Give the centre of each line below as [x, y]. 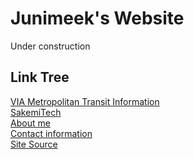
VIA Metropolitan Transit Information [85, 101]
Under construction [50, 46]
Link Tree [40, 77]
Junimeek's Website [97, 18]
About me [30, 123]
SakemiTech [36, 112]
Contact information [51, 133]
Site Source [34, 144]
